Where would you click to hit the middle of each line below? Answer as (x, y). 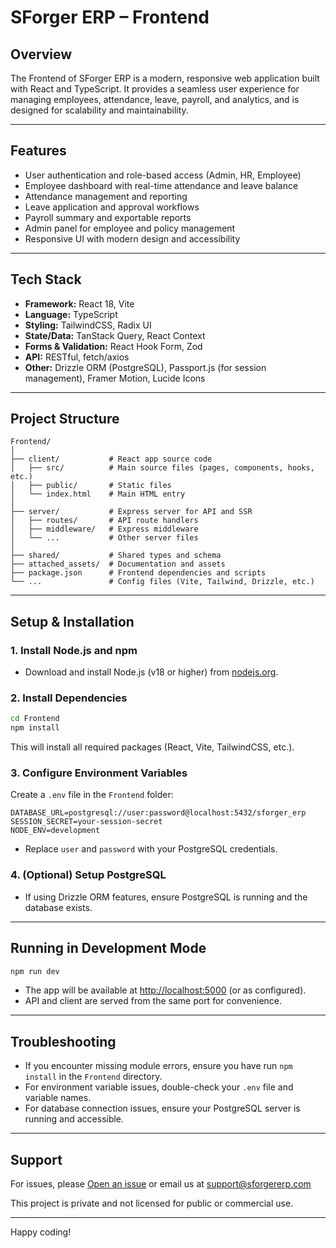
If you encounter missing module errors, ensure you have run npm (158, 1066)
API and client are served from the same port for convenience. (153, 1001)
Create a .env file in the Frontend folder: (92, 795)
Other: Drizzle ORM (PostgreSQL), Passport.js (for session (145, 367)
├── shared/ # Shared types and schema (116, 556)
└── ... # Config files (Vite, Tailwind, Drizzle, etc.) (162, 582)
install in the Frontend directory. (93, 1077)
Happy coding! (41, 1232)
